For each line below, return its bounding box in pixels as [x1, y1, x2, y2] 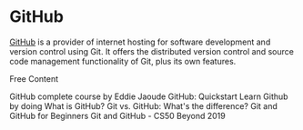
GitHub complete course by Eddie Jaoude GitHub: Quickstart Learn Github [9, 91, 288, 102]
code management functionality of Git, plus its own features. [9, 55, 237, 66]
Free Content [9, 73, 59, 84]
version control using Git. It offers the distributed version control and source [9, 45, 294, 56]
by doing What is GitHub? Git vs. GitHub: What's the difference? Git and [9, 100, 278, 111]
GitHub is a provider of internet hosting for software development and [9, 36, 271, 47]
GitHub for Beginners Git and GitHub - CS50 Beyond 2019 [9, 110, 226, 121]
